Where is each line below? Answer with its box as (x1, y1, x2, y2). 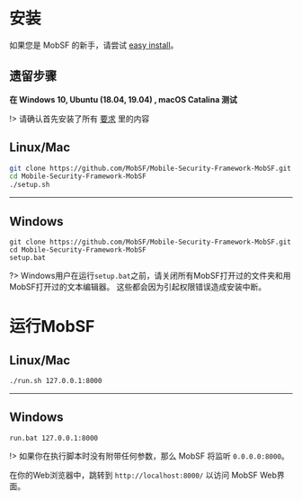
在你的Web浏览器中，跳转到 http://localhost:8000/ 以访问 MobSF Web (9, 469, 277, 480)
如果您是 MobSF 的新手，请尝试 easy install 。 (9, 40, 179, 50)
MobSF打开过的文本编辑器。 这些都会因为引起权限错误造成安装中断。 (9, 281, 267, 292)
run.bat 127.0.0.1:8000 (9, 433, 99, 442)
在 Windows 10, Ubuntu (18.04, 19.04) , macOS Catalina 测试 (9, 94, 238, 104)
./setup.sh (9, 181, 50, 190)
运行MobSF (9, 317, 95, 337)
